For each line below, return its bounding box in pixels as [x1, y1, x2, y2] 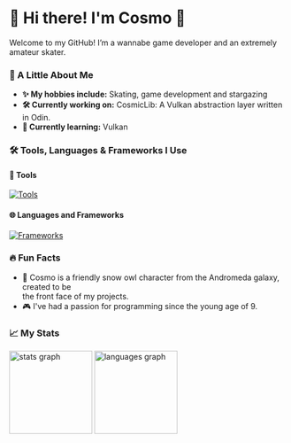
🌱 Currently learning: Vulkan [21, 121, 128, 132]
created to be [21, 281, 72, 291]
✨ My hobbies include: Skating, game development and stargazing [21, 89, 268, 100]
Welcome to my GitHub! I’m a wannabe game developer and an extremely [9, 37, 277, 48]
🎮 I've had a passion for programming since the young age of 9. [21, 300, 258, 311]
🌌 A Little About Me [9, 68, 94, 81]
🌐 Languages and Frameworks [9, 209, 124, 220]
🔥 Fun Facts [9, 252, 61, 264]
